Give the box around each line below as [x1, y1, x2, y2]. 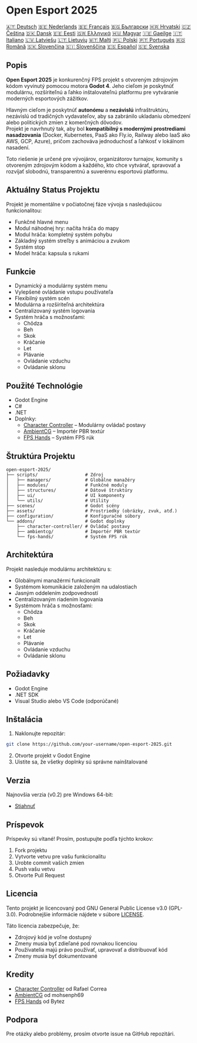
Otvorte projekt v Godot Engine [14, 752, 91, 759]
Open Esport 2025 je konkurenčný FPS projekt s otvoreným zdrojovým [6, 76, 178, 83]
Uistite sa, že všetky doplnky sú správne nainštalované [14, 758, 148, 765]
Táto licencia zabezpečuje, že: [6, 922, 80, 929]
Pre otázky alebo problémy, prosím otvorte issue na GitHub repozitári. [6, 1030, 175, 1038]
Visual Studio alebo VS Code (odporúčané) [14, 697, 119, 705]
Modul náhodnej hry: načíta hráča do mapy [14, 225, 119, 232]
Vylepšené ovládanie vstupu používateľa [14, 288, 113, 295]
